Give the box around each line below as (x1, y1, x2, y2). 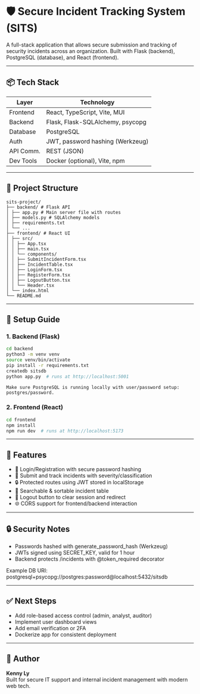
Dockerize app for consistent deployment (14, 631, 117, 638)
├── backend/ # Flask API (6, 204, 70, 210)
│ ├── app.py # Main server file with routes (6, 209, 121, 215)
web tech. (6, 682, 31, 689)
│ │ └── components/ (6, 251, 58, 257)
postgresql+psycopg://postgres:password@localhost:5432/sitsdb (6, 573, 168, 581)
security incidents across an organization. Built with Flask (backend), (6, 47, 176, 54)
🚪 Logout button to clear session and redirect (14, 494, 126, 501)
